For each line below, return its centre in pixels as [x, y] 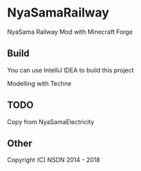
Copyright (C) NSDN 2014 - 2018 [54, 160]
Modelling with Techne [40, 83]
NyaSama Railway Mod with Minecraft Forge [70, 32]
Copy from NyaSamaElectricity [51, 121]
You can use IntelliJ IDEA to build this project [70, 70]
